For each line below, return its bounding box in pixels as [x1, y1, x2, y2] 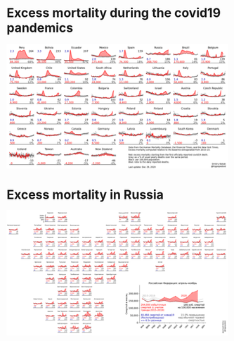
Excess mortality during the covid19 [6, 5, 221, 21]
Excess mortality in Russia [6, 187, 164, 202]
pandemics [6, 20, 74, 36]
